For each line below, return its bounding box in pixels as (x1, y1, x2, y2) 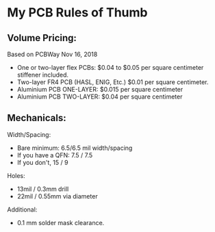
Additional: (7, 205, 38, 214)
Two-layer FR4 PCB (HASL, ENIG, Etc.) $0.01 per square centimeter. (16, 78, 209, 86)
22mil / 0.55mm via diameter (16, 192, 98, 200)
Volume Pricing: (7, 32, 77, 44)
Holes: (7, 171, 25, 179)
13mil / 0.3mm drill (16, 185, 69, 193)
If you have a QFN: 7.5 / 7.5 (16, 151, 93, 159)
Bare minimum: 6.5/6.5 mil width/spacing (16, 144, 133, 152)
